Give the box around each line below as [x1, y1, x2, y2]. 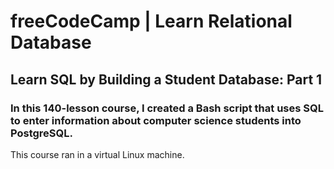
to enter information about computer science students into [10, 113, 302, 127]
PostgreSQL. [10, 126, 73, 140]
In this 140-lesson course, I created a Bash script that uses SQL [10, 101, 324, 115]
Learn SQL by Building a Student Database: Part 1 [10, 71, 323, 88]
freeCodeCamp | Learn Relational [10, 10, 293, 33]
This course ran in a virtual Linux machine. [10, 148, 185, 160]
